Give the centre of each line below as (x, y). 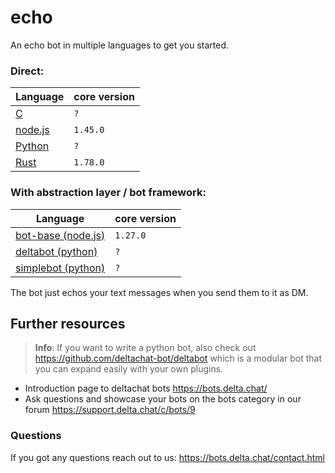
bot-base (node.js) (60, 235)
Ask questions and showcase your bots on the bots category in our (163, 399)
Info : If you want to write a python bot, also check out (145, 348)
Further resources (68, 323)
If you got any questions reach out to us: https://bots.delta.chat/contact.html (167, 457)
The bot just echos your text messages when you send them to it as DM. (159, 292)
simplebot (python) (60, 268)
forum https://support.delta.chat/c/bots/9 (110, 410)
